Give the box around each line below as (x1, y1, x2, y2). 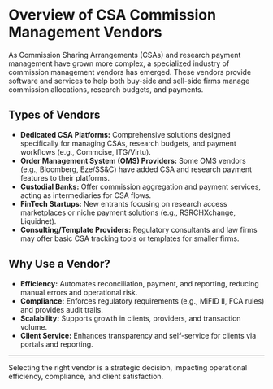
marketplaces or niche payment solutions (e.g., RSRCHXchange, (19, 208, 236, 217)
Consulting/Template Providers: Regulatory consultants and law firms (19, 225, 258, 234)
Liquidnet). (19, 216, 57, 225)
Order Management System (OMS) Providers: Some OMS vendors (19, 155, 246, 165)
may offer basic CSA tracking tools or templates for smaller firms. (19, 234, 240, 243)
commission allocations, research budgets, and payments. (8, 84, 204, 94)
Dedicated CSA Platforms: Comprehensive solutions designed (19, 129, 231, 139)
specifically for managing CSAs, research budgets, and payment (19, 138, 237, 148)
